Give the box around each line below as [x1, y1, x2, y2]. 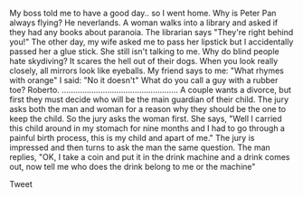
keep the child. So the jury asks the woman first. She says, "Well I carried [9, 113, 282, 124]
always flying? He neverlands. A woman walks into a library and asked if [9, 17, 279, 28]
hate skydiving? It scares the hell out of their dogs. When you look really [9, 56, 279, 66]
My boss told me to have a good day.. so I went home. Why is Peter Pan [9, 8, 277, 18]
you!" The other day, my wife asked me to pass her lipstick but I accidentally [9, 36, 294, 47]
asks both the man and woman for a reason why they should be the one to [9, 104, 287, 114]
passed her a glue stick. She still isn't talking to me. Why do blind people [9, 46, 279, 57]
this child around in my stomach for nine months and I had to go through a [9, 123, 285, 134]
